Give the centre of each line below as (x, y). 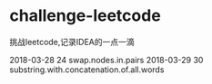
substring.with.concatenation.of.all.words (87, 70)
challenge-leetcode (85, 16)
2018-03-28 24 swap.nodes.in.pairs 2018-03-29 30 (106, 60)
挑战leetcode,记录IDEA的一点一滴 (72, 42)
